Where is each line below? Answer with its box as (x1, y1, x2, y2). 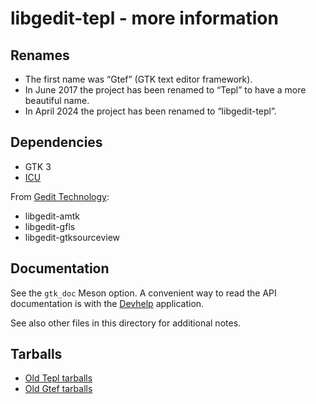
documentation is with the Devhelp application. (10, 297, 205, 309)
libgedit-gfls (24, 220, 76, 232)
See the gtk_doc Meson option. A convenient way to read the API (10, 287, 277, 299)
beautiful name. (24, 95, 90, 106)
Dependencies (10, 134, 103, 151)
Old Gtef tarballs (24, 383, 93, 395)
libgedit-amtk (24, 210, 80, 222)
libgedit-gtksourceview (24, 231, 121, 243)
